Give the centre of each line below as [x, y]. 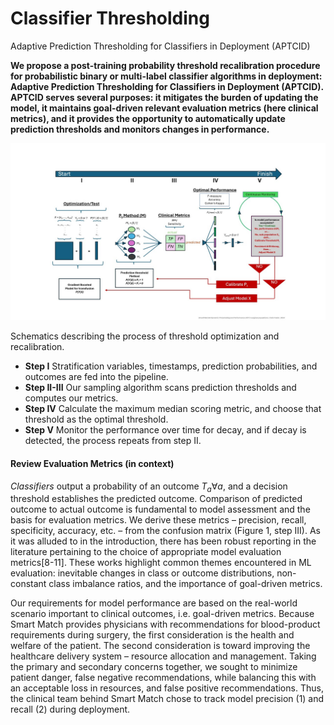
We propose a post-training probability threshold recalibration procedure [165, 65]
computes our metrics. [71, 398]
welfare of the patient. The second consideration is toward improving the [160, 646]
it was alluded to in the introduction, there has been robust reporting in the [163, 541]
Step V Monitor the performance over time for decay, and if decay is [165, 430]
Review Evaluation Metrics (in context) [92, 464]
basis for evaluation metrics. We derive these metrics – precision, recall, [158, 520]
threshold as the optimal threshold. [96, 419]
